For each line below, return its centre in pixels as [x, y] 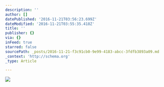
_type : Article [21, 61]
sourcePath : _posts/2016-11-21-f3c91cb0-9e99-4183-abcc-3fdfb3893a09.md [82, 51]
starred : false [21, 47]
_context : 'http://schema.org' [38, 56]
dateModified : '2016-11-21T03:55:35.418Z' [50, 24]
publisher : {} [20, 33]
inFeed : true [19, 42]
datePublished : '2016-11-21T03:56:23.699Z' [51, 19]
